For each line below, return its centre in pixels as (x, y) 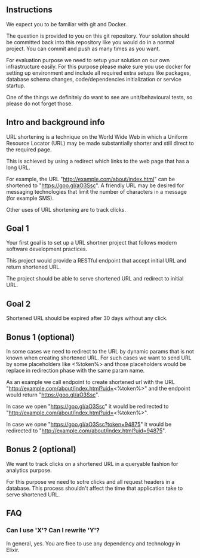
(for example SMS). (30, 198)
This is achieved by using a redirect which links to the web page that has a (98, 161)
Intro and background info (56, 122)
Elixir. (13, 550)
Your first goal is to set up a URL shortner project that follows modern (92, 243)
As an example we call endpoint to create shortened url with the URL (90, 382)
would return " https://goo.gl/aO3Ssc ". (53, 395)
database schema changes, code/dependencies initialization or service (94, 79)
